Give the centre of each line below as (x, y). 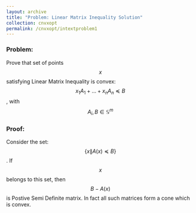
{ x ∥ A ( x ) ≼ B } (100, 151)
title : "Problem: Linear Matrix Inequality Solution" (75, 17)
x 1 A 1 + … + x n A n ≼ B (100, 91)
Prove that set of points (35, 62)
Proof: (16, 128)
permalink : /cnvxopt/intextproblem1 (52, 28)
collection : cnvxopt (32, 23)
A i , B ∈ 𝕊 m (100, 112)
